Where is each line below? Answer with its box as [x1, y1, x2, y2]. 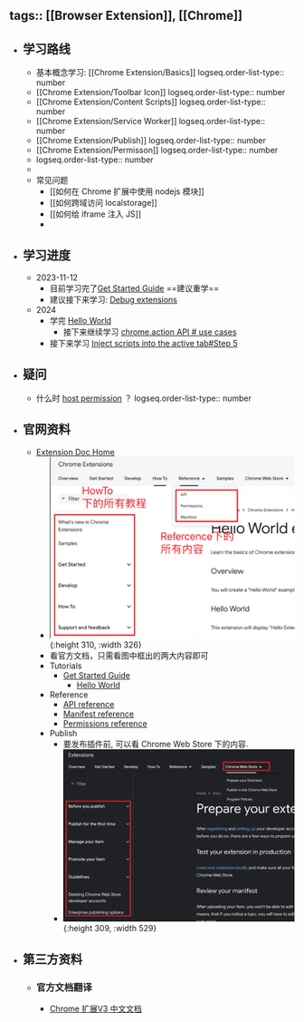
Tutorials [49, 660, 82, 671]
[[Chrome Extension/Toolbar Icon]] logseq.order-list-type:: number [35, 87, 286, 98]
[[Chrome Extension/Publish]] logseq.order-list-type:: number [35, 135, 267, 146]
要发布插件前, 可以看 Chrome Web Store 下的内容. [62, 738, 249, 749]
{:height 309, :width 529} [62, 923, 157, 934]
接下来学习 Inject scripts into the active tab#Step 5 [49, 338, 238, 349]
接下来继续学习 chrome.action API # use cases [62, 326, 237, 337]
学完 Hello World [49, 316, 111, 326]
